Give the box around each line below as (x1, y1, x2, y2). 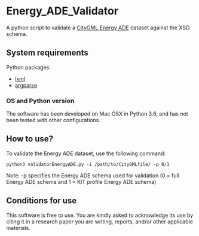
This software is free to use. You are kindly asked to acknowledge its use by (6, 211, 194, 219)
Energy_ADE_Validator (6, 4, 118, 18)
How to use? (6, 134, 54, 144)
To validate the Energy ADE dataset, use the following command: (6, 150, 166, 157)
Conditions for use (6, 196, 77, 206)
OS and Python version (6, 96, 75, 105)
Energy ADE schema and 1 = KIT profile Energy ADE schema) (6, 178, 157, 185)
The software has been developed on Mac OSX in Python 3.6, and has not (6, 110, 188, 117)
